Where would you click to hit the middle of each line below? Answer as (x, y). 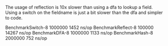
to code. (14, 18)
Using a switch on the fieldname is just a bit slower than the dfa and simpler (84, 12)
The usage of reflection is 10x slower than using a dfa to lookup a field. (79, 7)
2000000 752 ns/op (26, 38)
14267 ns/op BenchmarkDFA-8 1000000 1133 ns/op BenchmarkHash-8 (79, 33)
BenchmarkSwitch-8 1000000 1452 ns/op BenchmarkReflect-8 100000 (79, 27)
